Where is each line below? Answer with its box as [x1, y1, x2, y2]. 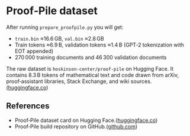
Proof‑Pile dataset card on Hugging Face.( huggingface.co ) [14, 117, 158, 124]
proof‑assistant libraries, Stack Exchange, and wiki [6, 78, 130, 85]
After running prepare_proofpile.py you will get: [6, 24, 124, 31]
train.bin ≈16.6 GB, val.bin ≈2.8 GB [14, 35, 105, 42]
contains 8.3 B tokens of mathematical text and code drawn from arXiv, [6, 71, 179, 78]
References [6, 101, 50, 111]
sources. [130, 78, 152, 85]
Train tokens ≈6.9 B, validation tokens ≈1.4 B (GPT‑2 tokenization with [14, 41, 185, 48]
